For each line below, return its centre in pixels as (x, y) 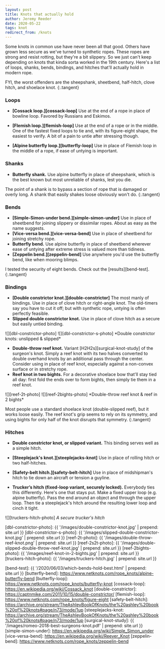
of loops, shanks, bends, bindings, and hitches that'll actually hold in (75, 67)
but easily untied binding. (38, 324)
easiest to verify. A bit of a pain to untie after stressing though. (76, 136)
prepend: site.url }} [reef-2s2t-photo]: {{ (79, 543)
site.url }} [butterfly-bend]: (32, 573)
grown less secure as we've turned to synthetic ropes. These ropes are (77, 52)
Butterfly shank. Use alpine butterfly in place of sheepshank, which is (83, 174)
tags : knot (16, 28)
